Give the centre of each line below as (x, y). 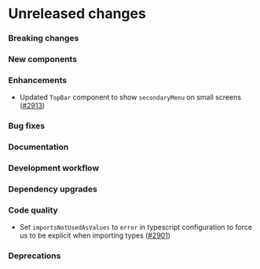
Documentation (38, 147)
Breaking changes (44, 38)
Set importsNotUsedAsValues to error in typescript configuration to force (136, 227)
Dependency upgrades (53, 189)
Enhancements (38, 80)
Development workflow (54, 168)
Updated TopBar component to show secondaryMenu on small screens (130, 97)
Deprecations (35, 256)
